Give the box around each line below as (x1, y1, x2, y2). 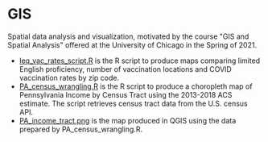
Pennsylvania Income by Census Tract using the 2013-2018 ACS (19, 90, 233, 99)
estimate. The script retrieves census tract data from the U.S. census (19, 98, 248, 108)
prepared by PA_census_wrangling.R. (19, 124, 142, 134)
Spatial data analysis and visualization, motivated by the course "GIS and (7, 31, 249, 41)
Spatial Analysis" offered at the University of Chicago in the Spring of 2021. (7, 40, 258, 49)
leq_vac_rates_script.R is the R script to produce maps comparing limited (19, 56, 261, 65)
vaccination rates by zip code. (19, 73, 120, 82)
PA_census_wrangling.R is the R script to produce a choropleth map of (19, 81, 253, 91)
